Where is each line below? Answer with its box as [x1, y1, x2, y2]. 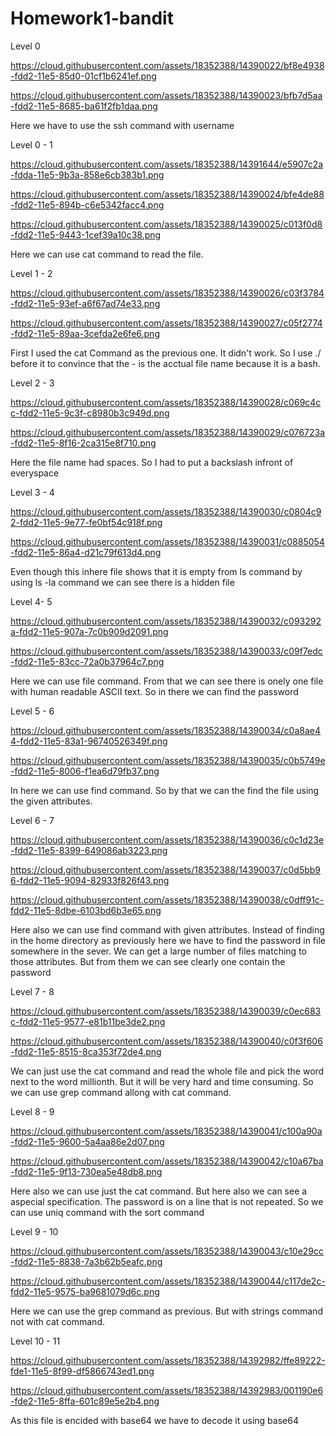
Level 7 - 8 [10, 985, 55, 997]
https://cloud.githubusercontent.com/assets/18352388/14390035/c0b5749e [10, 754, 326, 766]
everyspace [10, 467, 60, 479]
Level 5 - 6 [10, 705, 55, 717]
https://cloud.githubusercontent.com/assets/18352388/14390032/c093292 [10, 615, 322, 627]
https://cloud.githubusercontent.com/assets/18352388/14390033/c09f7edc [10, 645, 323, 657]
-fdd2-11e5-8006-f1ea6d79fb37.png [10, 765, 160, 777]
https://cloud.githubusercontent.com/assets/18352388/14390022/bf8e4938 [10, 59, 325, 71]
